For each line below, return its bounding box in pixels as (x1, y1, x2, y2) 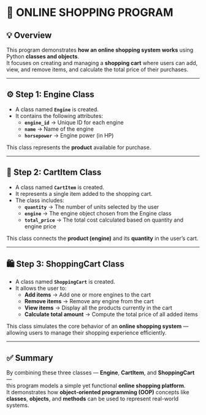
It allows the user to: (15, 285, 67, 292)
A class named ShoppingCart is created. (15, 278, 115, 285)
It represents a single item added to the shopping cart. (15, 190, 153, 197)
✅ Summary (6, 352, 53, 363)
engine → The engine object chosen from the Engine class (24, 209, 172, 217)
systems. (6, 401, 29, 409)
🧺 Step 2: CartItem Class (6, 167, 102, 177)
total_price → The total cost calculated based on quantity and (24, 216, 184, 223)
